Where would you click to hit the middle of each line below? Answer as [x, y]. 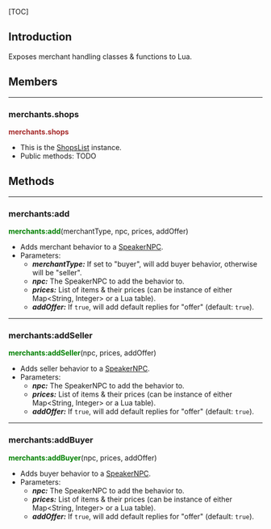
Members [33, 82]
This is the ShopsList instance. [71, 147]
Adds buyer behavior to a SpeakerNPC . [85, 473]
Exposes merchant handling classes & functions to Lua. [100, 57]
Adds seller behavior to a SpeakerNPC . [85, 369]
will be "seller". [57, 273]
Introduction [40, 37]
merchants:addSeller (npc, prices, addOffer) [83, 353]
